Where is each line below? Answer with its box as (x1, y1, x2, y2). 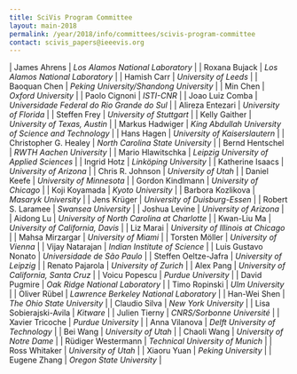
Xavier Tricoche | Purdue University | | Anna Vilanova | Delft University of (9, 317, 277, 328)
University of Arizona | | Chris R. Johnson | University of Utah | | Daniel (9, 166, 269, 177)
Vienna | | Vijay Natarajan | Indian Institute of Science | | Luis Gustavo (9, 242, 263, 252)
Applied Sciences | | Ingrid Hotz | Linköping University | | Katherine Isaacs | (9, 156, 285, 167)
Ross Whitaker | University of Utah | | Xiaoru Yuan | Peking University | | (9, 346, 272, 356)
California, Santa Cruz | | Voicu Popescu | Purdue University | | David (9, 270, 262, 281)
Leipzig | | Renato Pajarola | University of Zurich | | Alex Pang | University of (9, 260, 285, 271)
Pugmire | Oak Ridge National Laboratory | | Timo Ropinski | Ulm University (9, 279, 285, 290)
